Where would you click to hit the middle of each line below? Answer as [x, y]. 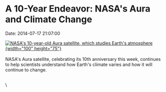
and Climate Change [49, 19]
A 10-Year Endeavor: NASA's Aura [78, 9]
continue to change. [26, 70]
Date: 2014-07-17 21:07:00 [33, 33]
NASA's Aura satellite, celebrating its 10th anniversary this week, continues [83, 59]
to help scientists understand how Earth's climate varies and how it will [79, 64]
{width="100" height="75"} [33, 48]
